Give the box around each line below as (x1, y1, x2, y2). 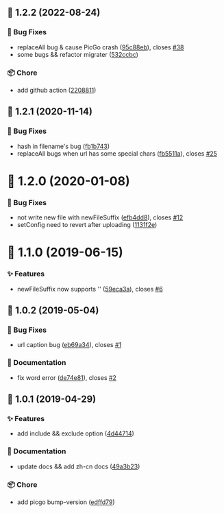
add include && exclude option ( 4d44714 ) (16, 429, 135, 438)
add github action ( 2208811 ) (16, 86, 97, 94)
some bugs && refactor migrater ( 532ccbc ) (16, 50, 139, 58)
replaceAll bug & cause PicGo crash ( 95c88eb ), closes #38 (16, 43, 184, 51)
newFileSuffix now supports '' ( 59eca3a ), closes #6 (16, 285, 163, 293)
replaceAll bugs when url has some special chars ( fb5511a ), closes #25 (16, 149, 218, 158)
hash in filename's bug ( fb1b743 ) (16, 142, 110, 150)
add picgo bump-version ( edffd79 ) (16, 498, 115, 506)
